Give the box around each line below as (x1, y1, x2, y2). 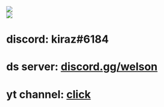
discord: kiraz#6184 (6, 32, 109, 46)
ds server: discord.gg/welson (6, 60, 158, 74)
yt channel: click (6, 87, 91, 101)
